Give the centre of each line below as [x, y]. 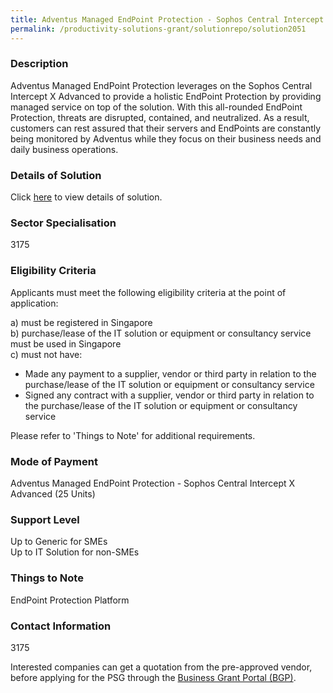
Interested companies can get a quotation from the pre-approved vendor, [161, 667]
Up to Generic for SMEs [59, 542]
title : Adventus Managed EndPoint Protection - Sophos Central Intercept [167, 19]
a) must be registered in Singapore [81, 322]
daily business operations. [64, 149]
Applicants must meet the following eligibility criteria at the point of [148, 292]
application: [34, 303]
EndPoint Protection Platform [70, 600]
